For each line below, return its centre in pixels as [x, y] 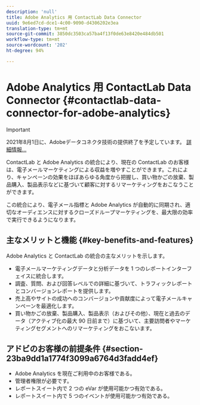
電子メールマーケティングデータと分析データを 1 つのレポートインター [101, 268]
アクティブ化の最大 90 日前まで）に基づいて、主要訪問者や [103, 321]
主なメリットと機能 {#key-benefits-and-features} [100, 240]
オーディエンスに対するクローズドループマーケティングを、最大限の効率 [105, 212]
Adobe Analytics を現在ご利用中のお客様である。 [75, 373]
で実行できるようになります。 [43, 219]
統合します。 [51, 276]
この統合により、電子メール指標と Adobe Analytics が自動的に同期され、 [96, 204]
